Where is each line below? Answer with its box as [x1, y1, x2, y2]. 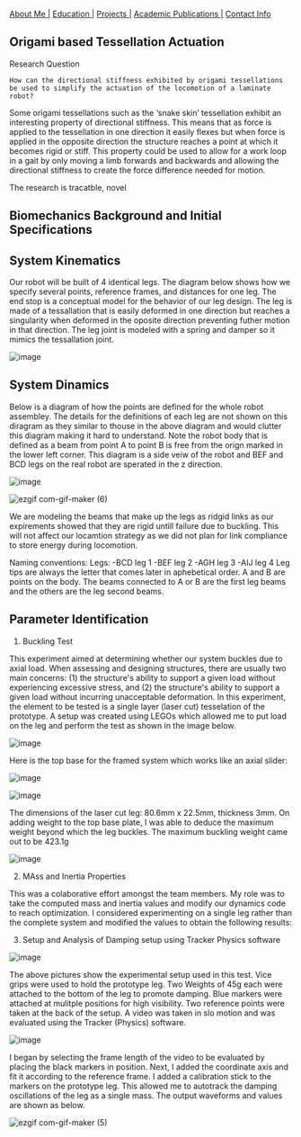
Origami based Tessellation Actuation [9, 34, 225, 49]
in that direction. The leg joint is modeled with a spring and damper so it [9, 325, 276, 336]
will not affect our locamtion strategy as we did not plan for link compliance [9, 530, 288, 541]
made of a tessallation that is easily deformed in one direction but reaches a [9, 306, 290, 317]
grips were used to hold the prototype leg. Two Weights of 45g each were [9, 979, 283, 989]
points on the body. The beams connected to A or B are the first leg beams [9, 576, 286, 586]
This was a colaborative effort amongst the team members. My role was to [9, 888, 285, 899]
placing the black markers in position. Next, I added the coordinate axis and [9, 1061, 289, 1072]
